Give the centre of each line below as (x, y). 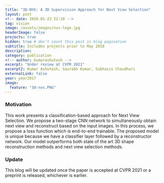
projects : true (21, 37)
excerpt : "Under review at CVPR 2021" (45, 64)
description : (18, 51)
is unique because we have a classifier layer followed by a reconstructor (78, 136)
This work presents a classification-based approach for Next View (72, 115)
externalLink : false (26, 74)
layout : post (18, 14)
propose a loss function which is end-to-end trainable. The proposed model (82, 131)
